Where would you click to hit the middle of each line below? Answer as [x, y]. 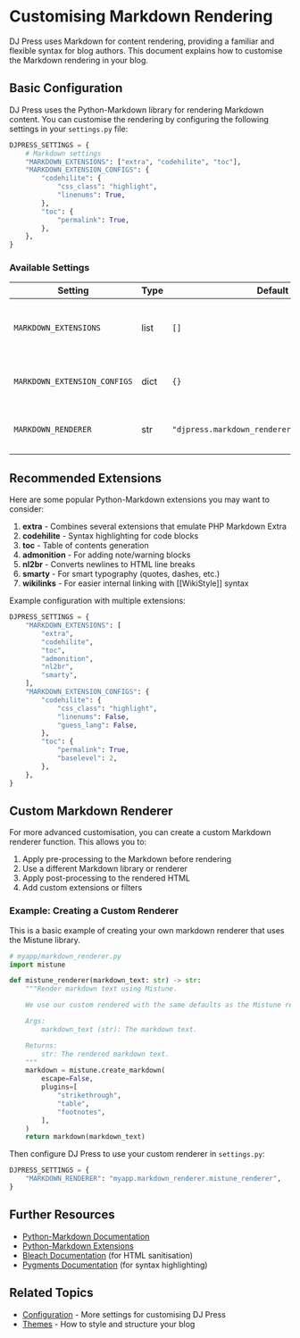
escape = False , [67, 1079]
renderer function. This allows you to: [78, 842]
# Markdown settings [63, 154]
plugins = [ [59, 1087]
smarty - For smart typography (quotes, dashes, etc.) [121, 574]
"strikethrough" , [89, 1096]
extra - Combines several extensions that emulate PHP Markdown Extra [154, 527]
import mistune [37, 965]
